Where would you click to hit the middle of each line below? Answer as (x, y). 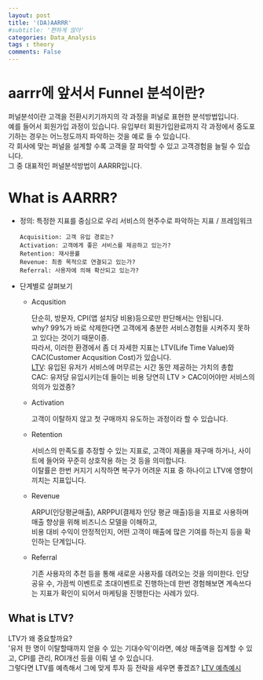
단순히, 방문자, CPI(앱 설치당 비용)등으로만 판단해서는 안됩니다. (127, 318)
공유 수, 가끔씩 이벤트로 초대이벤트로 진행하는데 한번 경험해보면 (128, 583)
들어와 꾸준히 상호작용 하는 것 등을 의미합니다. (116, 460)
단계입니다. (69, 541)
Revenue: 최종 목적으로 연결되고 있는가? (77, 262)
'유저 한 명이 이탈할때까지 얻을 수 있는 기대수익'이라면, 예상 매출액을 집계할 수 (126, 648)
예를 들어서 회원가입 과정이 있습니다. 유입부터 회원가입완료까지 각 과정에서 (121, 126)
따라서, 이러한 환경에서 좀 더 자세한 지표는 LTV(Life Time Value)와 (133, 347)
